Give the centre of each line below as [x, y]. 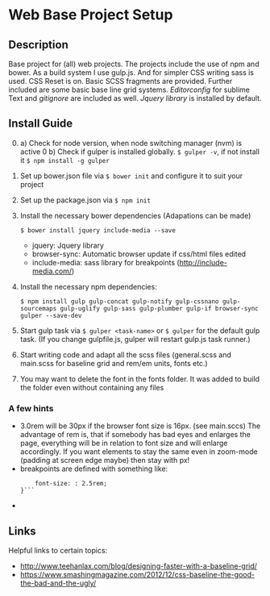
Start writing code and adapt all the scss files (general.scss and [125, 354]
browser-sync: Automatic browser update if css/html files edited [139, 254]
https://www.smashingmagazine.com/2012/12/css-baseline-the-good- [137, 574]
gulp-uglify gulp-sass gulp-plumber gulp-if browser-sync [160, 308]
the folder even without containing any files [92, 387]
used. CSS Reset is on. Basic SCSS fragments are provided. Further [120, 81]
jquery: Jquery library [68, 245]
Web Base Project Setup [91, 15]
